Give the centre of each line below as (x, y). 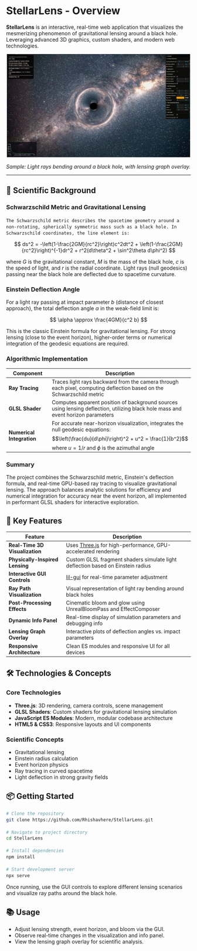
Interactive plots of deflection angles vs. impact (123, 631)
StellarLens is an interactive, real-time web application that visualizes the (95, 27)
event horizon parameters (83, 415)
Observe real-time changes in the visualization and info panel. (89, 936)
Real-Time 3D (26, 545)
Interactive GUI (27, 574)
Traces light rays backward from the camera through (115, 382)
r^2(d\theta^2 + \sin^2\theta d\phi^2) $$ (127, 250)
